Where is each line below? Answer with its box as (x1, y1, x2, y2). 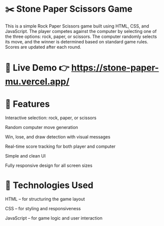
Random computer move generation (5, 125, 78, 130)
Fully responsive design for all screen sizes (5, 162, 93, 168)
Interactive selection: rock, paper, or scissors (5, 115, 97, 121)
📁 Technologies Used (5, 180, 94, 191)
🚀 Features (5, 98, 50, 110)
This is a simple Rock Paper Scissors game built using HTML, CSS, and (5, 23, 149, 29)
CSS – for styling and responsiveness (5, 206, 81, 211)
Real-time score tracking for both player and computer (5, 143, 116, 150)
